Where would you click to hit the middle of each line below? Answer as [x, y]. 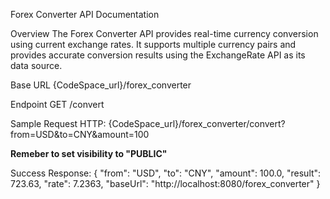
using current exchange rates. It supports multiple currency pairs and [153, 44]
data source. [36, 65]
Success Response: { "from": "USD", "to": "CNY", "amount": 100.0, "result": [166, 173]
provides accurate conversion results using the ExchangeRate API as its [158, 55]
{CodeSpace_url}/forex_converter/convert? [197, 123]
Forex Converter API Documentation [85, 14]
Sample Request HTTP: [58, 123]
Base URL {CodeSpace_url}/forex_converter [101, 85]
